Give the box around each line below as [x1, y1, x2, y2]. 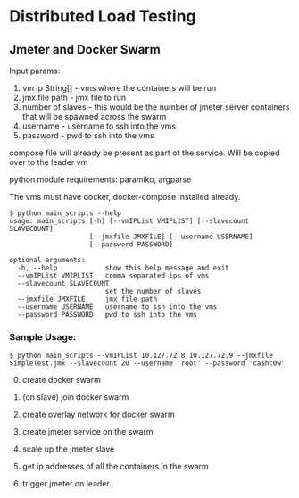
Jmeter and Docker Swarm [9, 42, 161, 57]
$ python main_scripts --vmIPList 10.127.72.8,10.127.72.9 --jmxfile [9, 351, 274, 361]
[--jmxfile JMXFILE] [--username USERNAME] [88, 232, 253, 241]
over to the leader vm [9, 157, 88, 167]
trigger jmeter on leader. [21, 478, 112, 489]
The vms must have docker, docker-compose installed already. [9, 192, 241, 202]
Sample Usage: [9, 330, 77, 343]
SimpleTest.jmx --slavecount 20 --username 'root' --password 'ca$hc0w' [9, 359, 286, 368]
